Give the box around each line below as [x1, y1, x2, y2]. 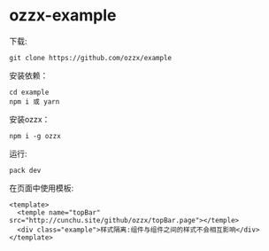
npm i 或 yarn [9, 97, 60, 106]
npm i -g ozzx [9, 131, 62, 140]
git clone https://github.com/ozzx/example [9, 53, 173, 62]
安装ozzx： [9, 114, 50, 124]
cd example [9, 88, 50, 97]
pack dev [9, 166, 42, 175]
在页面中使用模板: [9, 183, 74, 193]
